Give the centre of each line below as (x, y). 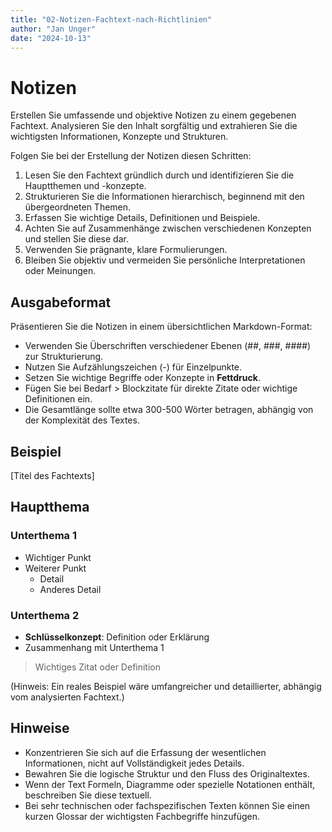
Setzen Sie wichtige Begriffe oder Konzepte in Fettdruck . (142, 378)
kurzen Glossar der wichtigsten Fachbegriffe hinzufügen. (142, 816)
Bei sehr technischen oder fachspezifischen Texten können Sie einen (167, 805)
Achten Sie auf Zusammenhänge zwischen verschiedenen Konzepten (168, 228)
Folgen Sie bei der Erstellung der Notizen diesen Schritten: (131, 156)
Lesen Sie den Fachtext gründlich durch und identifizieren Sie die (159, 175)
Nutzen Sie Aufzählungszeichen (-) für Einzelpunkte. (133, 367)
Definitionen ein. (58, 399)
